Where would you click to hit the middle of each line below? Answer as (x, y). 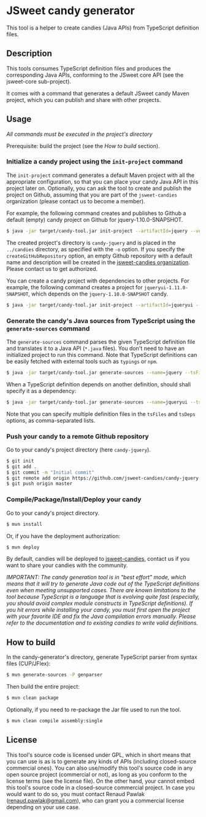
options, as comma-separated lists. (51, 420)
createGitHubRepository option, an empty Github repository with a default (99, 256)
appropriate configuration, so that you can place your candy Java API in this (102, 181)
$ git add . (21, 467)
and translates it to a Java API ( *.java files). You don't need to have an (96, 348)
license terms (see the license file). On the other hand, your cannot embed (100, 781)
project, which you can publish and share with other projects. (84, 100)
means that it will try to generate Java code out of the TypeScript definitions (103, 584)
